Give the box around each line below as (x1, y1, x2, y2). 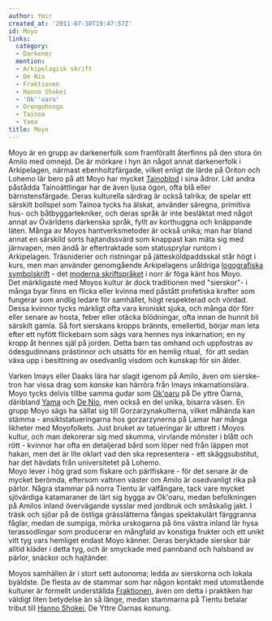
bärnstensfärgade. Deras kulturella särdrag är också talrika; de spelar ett (8, 190, 252, 200)
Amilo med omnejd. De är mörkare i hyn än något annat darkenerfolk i (8, 156, 242, 166)
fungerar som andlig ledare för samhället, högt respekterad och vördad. (8, 295, 248, 304)
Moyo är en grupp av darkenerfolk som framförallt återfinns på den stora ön (8, 147, 262, 157)
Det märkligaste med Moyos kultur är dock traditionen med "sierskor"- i (8, 278, 248, 287)
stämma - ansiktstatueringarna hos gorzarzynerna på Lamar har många (8, 414, 248, 424)
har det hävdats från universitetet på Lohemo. (8, 457, 162, 467)
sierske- (232, 371, 261, 381)
